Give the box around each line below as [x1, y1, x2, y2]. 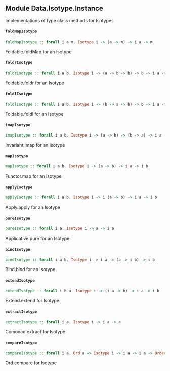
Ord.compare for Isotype [5, 360, 57, 366]
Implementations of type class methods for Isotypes [5, 17, 114, 23]
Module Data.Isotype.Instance [5, 4, 104, 13]
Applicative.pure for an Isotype [5, 235, 70, 242]
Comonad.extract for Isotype [5, 328, 66, 334]
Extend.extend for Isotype [5, 297, 60, 303]
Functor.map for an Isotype [5, 173, 62, 179]
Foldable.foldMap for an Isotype [5, 48, 72, 55]
